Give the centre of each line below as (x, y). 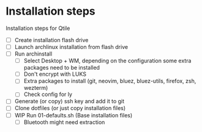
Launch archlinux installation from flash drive (71, 47)
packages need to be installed (62, 68)
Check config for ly (48, 94)
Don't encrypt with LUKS (55, 74)
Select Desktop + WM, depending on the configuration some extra (107, 61)
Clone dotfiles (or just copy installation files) (70, 108)
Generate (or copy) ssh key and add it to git (69, 101)
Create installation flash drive (51, 40)
